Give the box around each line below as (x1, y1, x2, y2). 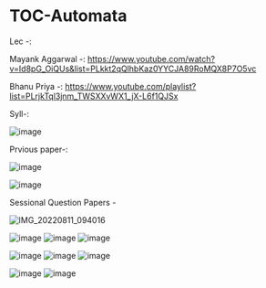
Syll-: (9, 108, 30, 119)
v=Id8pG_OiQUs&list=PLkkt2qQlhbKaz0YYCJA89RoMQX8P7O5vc (9, 63, 257, 74)
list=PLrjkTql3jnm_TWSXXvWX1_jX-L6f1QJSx (9, 91, 179, 101)
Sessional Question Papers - (9, 197, 117, 208)
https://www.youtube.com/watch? (87, 53, 216, 64)
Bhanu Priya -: (9, 80, 64, 91)
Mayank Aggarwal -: (9, 53, 87, 64)
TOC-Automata (9, 5, 128, 27)
